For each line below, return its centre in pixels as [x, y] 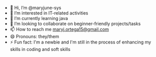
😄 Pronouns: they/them [34, 36]
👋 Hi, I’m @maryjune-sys [36, 8]
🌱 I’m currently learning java [39, 18]
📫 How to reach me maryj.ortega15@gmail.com [59, 29]
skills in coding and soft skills [40, 49]
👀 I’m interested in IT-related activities [49, 13]
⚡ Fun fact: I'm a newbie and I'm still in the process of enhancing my [81, 42]
